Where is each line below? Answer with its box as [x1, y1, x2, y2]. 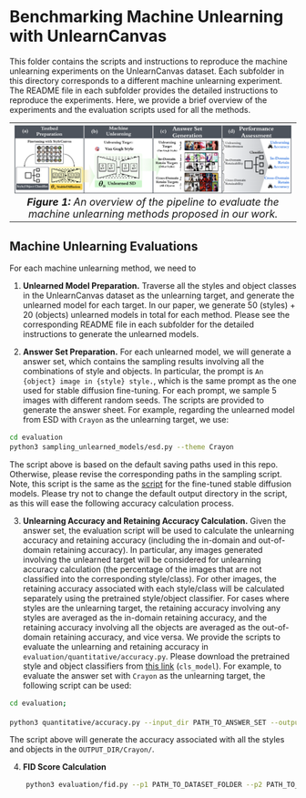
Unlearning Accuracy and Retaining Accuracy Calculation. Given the [22, 515, 287, 526]
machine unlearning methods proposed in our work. [27, 207, 279, 220]
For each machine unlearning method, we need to [9, 262, 197, 274]
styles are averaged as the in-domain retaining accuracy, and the [22, 612, 268, 623]
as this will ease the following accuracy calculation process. [9, 497, 234, 508]
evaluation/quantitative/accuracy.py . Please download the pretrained [22, 650, 290, 661]
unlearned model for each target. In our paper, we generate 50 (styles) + [22, 300, 296, 311]
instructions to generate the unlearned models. [22, 329, 199, 340]
